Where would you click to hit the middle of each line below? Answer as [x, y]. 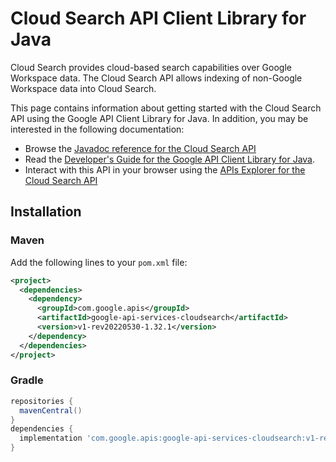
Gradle [27, 380]
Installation [46, 212]
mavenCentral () [51, 410]
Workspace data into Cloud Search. [83, 88]
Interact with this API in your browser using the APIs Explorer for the [165, 169]
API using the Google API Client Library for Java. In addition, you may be [159, 118]
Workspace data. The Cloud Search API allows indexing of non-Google [156, 78]
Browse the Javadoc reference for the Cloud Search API [140, 148]
